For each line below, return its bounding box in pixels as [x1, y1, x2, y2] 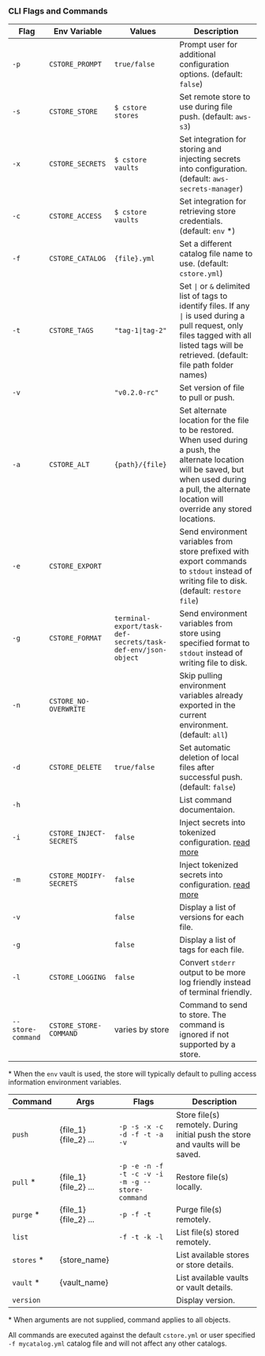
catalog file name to [179, 248, 253, 260]
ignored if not [179, 1029, 230, 1040]
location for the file [179, 415, 250, 426]
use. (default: [179, 258, 229, 269]
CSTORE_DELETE [49, 763, 103, 772]
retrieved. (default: [179, 349, 248, 360]
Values [129, 26, 156, 37]
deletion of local [179, 752, 239, 763]
